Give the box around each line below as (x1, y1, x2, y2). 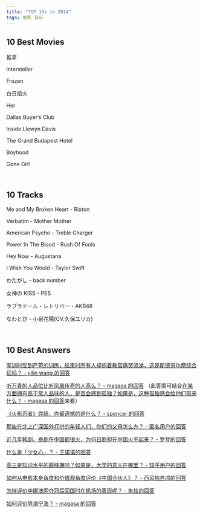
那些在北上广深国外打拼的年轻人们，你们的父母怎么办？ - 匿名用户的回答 (6, 422, 187, 430)
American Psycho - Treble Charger (6, 229, 93, 236)
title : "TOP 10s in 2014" (6, 8, 71, 15)
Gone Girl (6, 161, 30, 168)
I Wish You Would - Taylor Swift (6, 264, 85, 272)
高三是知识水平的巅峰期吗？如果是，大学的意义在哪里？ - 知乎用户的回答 (6, 461, 187, 468)
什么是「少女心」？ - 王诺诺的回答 (6, 448, 92, 456)
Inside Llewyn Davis (6, 125, 56, 133)
